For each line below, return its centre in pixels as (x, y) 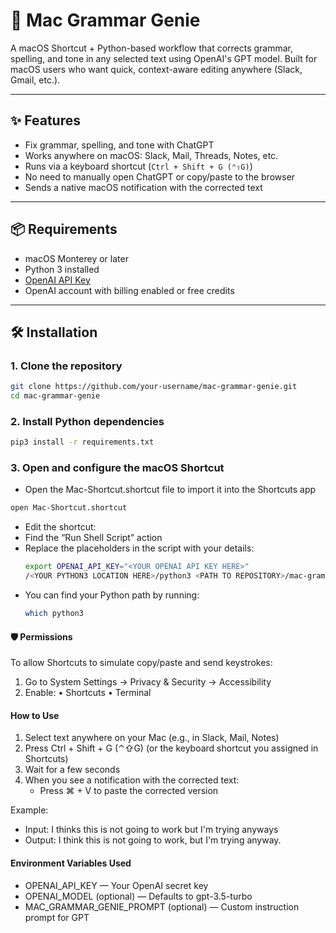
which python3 (54, 614)
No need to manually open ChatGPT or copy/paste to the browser (160, 176)
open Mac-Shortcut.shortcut (69, 508)
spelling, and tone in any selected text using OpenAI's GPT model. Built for (164, 58)
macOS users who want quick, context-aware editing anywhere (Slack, (156, 69)
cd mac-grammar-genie (55, 396)
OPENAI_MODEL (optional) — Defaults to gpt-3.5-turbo (138, 896)
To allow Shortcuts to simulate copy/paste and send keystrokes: (141, 663)
